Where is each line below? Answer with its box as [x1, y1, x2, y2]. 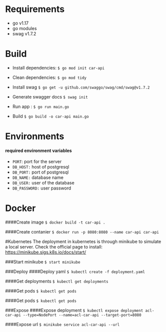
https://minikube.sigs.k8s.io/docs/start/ [5, 249, 86, 255]
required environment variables [5, 147, 72, 153]
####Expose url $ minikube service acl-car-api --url [5, 321, 120, 327]
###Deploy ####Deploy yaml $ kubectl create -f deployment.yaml [5, 268, 146, 274]
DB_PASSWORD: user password [12, 185, 71, 191]
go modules [12, 25, 37, 31]
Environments [5, 131, 65, 142]
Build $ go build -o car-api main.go [12, 113, 89, 119]
